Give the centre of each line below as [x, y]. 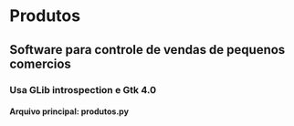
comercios [40, 63]
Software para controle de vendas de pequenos [147, 50]
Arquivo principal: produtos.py [69, 111]
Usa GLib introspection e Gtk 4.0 [83, 89]
